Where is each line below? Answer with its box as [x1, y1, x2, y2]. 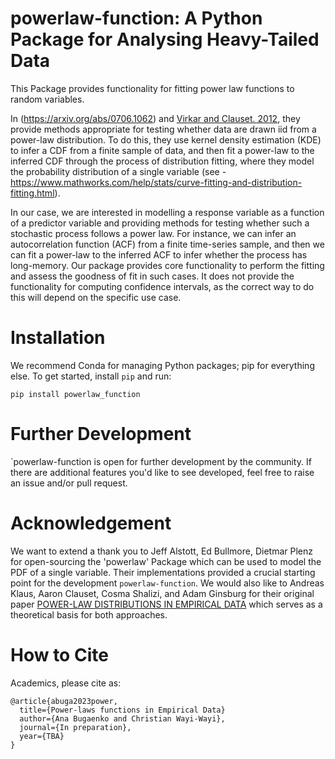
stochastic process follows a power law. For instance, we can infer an [10, 227, 297, 239]
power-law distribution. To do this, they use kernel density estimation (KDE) [10, 133, 322, 146]
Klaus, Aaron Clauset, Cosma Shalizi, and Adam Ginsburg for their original [10, 587, 315, 599]
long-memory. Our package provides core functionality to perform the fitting [10, 259, 325, 271]
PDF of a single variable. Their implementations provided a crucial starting [10, 566, 316, 578]
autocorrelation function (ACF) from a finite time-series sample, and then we [10, 238, 325, 250]
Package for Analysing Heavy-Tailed [10, 28, 320, 51]
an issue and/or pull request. [10, 477, 128, 489]
